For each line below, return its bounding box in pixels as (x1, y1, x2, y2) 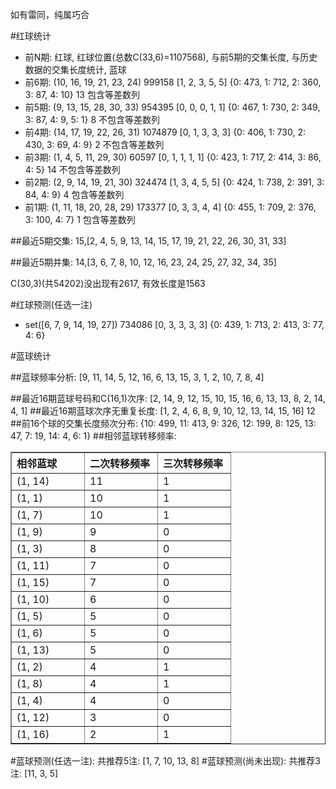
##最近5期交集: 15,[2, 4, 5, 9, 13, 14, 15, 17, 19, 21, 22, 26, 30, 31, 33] (10, 235, 287, 247)
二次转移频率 (89, 457, 151, 470)
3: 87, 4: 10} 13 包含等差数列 (24, 89, 140, 100)
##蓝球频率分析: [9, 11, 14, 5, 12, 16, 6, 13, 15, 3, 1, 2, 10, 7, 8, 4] (10, 371, 265, 383)
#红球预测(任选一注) (10, 299, 93, 310)
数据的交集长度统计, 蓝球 (24, 64, 127, 75)
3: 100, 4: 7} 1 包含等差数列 (24, 214, 136, 225)
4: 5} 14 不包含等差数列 (24, 164, 121, 175)
